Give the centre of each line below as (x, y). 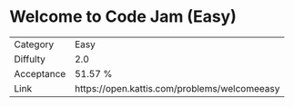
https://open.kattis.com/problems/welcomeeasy (177, 88)
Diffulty (30, 59)
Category (34, 44)
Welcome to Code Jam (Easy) (123, 17)
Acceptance (40, 73)
